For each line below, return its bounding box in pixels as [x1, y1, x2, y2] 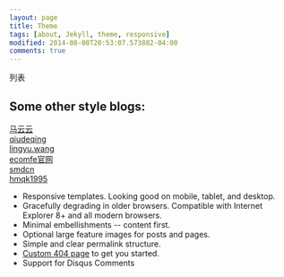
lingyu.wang [9, 143, 55, 153]
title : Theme [9, 22, 58, 30]
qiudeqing [9, 134, 47, 144]
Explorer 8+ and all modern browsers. [22, 210, 163, 221]
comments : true [9, 47, 66, 56]
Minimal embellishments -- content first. [22, 219, 171, 229]
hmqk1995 [9, 173, 48, 184]
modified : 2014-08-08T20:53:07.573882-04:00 [9, 38, 178, 48]
